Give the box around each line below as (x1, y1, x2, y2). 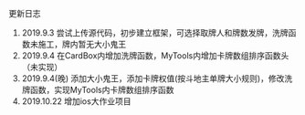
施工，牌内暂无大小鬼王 (37, 39, 127, 49)
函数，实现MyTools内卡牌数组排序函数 (29, 85, 174, 95)
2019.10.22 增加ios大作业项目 (21, 96, 131, 107)
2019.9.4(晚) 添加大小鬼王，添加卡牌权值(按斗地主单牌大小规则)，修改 (21, 73, 285, 84)
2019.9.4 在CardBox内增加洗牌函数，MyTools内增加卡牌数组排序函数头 (21, 50, 289, 61)
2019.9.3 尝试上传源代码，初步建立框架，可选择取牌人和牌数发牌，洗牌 (21, 27, 289, 38)
